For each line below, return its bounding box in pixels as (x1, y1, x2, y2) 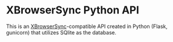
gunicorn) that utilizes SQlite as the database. (6, 29, 117, 36)
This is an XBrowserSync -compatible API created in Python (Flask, (6, 23, 168, 30)
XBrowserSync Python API (6, 3, 139, 17)
